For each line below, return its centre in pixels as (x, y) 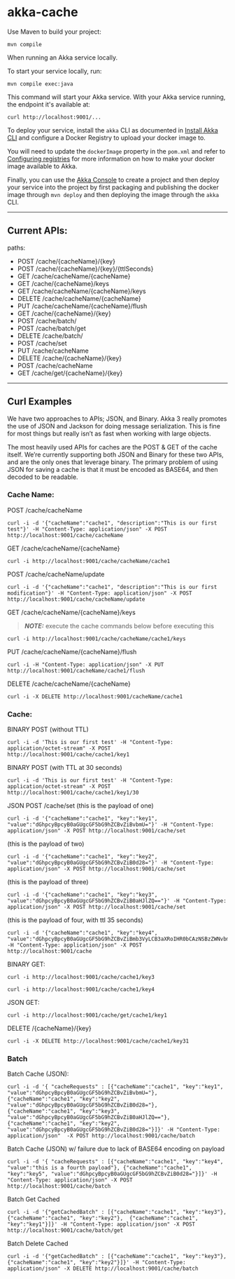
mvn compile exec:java (40, 84)
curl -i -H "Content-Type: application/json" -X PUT (86, 664)
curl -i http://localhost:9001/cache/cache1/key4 (81, 989)
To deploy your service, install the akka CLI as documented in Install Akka (113, 130)
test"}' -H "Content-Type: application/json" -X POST (87, 529)
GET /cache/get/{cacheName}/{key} (70, 373)
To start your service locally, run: (55, 71)
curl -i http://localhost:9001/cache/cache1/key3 (81, 977)
